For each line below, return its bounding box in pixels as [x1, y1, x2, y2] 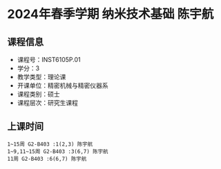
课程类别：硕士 [17, 90, 60, 98]
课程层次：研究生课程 [17, 99, 78, 107]
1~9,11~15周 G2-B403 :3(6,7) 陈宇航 [7, 148, 108, 155]
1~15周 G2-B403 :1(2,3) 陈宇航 [7, 141, 93, 148]
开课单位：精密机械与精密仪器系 [17, 81, 108, 90]
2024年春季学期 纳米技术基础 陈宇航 [7, 6, 214, 22]
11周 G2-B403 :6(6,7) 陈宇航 [7, 155, 87, 162]
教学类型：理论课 [17, 73, 66, 81]
